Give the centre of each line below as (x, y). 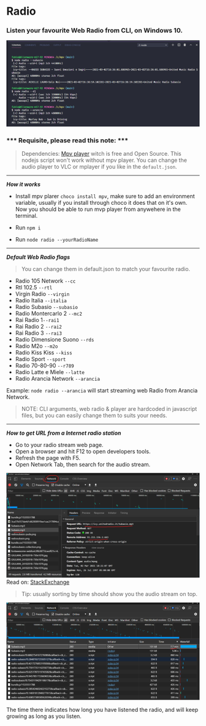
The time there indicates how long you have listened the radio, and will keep (102, 709)
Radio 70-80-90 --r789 (45, 365)
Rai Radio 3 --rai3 (39, 333)
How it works (24, 184)
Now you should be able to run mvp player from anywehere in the (98, 209)
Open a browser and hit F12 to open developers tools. (83, 451)
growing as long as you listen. (44, 716)
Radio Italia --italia (41, 300)
